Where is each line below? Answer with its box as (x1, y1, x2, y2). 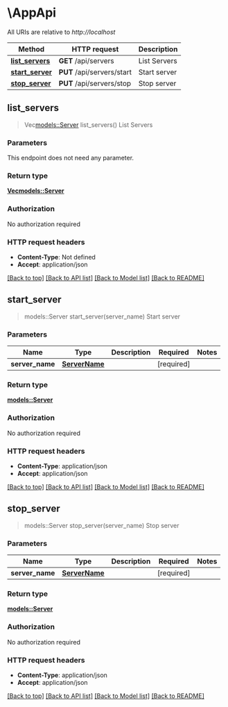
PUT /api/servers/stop (58, 78, 132, 88)
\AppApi (7, 5, 57, 21)
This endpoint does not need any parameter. (7, 154, 134, 162)
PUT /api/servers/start (58, 67, 132, 77)
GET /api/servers (58, 56, 114, 65)
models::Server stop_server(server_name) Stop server (24, 521, 179, 529)
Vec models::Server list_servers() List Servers (24, 120, 153, 129)
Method (18, 44, 45, 53)
